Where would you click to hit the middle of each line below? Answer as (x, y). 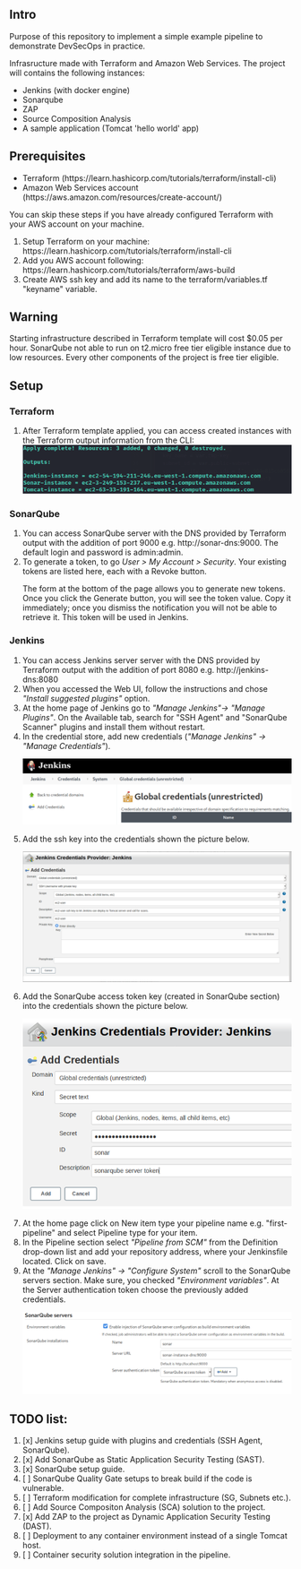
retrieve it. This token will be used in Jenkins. (105, 617)
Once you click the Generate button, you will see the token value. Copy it (156, 599)
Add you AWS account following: (83, 260)
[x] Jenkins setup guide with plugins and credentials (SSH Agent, (142, 1441)
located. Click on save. (64, 1261)
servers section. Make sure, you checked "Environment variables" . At (150, 1280)
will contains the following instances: (77, 73)
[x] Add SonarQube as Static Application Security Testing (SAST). (143, 1460)
